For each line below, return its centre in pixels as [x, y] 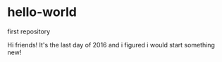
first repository [29, 31]
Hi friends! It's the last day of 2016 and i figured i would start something [111, 45]
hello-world [42, 12]
